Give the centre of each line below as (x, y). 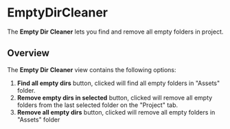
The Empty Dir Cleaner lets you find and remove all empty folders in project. (115, 32)
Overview (28, 53)
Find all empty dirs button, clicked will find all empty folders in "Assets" (118, 83)
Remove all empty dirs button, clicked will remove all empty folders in (116, 112)
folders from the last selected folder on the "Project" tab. (97, 105)
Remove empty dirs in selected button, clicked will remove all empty (115, 97)
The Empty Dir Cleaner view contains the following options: (92, 69)
